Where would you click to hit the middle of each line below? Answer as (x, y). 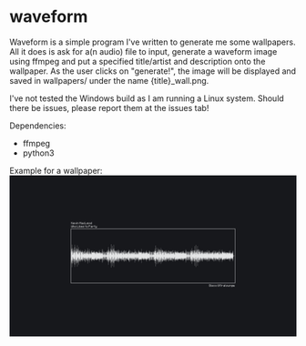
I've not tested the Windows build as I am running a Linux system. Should (147, 98)
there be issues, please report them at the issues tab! (109, 107)
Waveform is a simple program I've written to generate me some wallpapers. (153, 42)
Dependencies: (38, 126)
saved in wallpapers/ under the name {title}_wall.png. (109, 80)
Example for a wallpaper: (56, 170)
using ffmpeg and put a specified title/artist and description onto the (138, 61)
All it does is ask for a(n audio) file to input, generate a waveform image (143, 51)
